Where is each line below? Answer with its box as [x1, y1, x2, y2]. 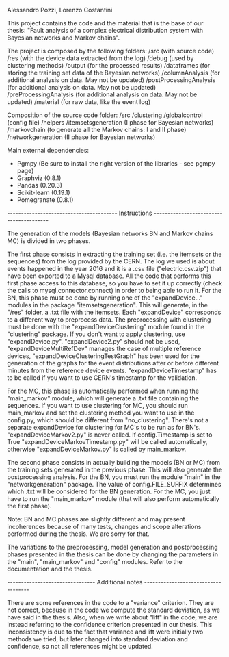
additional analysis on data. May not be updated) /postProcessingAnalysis [7, 76, 216, 84]
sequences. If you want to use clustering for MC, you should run [7, 402, 188, 409]
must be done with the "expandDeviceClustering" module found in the [7, 323, 205, 331]
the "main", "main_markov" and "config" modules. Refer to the [7, 558, 183, 565]
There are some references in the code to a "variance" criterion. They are [7, 599, 214, 606]
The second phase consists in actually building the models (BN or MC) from [7, 459, 221, 466]
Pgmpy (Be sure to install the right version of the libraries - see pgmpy [16, 159, 215, 167]
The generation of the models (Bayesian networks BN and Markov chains [7, 229, 213, 237]
